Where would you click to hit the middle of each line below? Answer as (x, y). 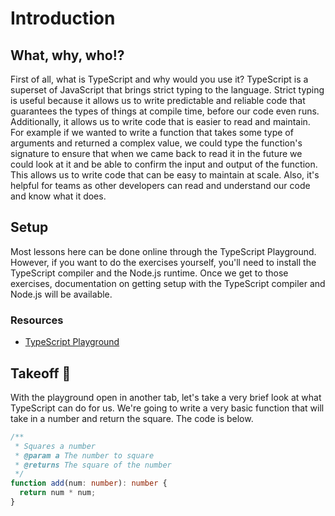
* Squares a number (55, 446)
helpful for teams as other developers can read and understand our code (160, 185)
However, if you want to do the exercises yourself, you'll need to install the (163, 262)
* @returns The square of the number (93, 465)
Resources (37, 320)
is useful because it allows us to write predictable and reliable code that (158, 100)
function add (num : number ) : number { (89, 483)
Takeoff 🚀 (41, 373)
